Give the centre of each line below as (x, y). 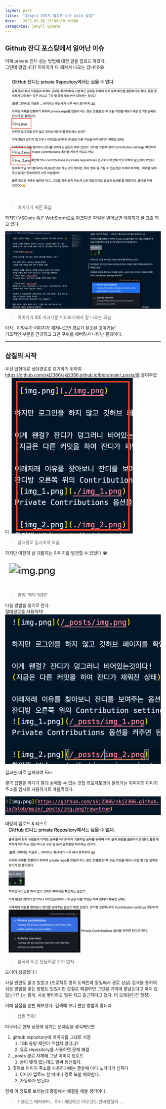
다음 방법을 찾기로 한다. (28, 605)
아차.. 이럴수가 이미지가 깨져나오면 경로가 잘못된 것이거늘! (61, 328)
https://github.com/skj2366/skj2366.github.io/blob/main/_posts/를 (72, 375)
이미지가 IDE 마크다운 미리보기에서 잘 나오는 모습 (64, 317)
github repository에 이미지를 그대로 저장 (52, 1037)
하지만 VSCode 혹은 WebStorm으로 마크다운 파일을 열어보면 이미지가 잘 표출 (80, 218)
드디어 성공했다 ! (21, 972)
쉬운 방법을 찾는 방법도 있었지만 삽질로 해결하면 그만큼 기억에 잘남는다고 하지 (79, 988)
